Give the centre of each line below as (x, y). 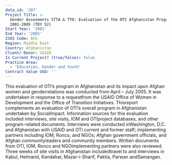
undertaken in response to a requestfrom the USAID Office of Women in (81, 97)
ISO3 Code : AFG (21, 39)
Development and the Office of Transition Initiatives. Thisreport (72, 102)
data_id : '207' (21, 10)
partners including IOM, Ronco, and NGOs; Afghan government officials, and (86, 135)
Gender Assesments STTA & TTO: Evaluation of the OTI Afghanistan (82, 19)
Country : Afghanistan (28, 48)
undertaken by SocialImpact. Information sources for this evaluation (77, 113)
